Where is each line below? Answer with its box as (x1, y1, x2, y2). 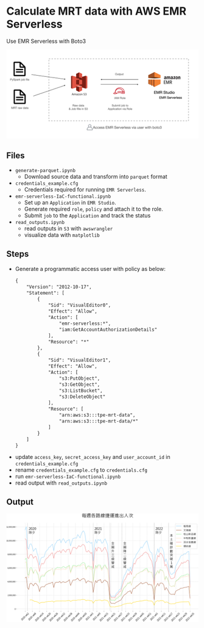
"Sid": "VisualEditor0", (47, 302, 111, 308)
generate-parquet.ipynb (15, 168, 76, 174)
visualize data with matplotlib (24, 231, 100, 239)
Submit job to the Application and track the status (24, 212, 151, 219)
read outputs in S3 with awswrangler (24, 225, 113, 233)
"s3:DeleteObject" (58, 394, 106, 400)
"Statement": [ (26, 290, 65, 296)
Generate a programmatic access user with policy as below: (15, 265, 166, 272)
